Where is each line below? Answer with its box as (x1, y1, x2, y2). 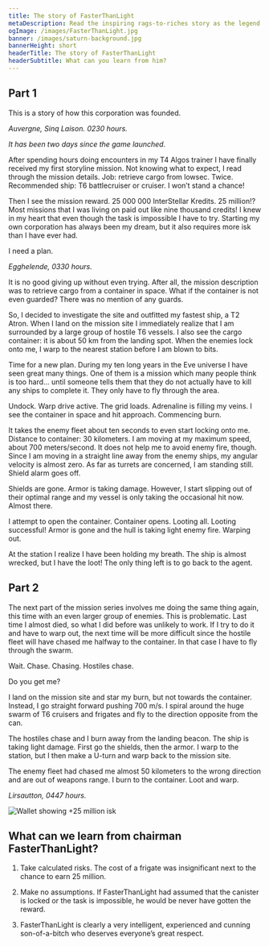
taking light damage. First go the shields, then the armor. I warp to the (8, 742, 239, 752)
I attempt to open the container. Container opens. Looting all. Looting (8, 517, 237, 526)
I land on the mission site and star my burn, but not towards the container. (8, 692, 253, 702)
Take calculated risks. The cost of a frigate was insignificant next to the (19, 863, 257, 873)
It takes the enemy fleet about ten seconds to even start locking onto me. (8, 425, 251, 435)
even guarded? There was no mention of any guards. (8, 294, 184, 304)
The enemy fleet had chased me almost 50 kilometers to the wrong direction (8, 766, 262, 776)
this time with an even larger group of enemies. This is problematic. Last (8, 611, 247, 620)
